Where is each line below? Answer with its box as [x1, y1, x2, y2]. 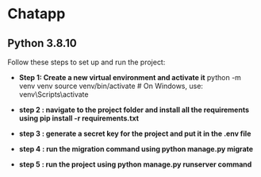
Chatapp [7, 5, 66, 23]
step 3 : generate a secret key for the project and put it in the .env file [18, 129, 251, 138]
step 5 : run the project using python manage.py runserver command [18, 160, 252, 169]
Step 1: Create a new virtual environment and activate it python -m [18, 73, 241, 82]
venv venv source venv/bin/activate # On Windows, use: [18, 81, 204, 90]
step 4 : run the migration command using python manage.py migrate [18, 144, 254, 153]
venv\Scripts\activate [18, 90, 89, 99]
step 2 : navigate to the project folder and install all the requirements [18, 105, 250, 114]
